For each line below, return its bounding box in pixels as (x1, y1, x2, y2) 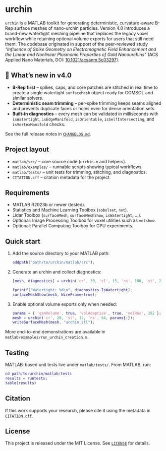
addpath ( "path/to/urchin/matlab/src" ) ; (12, 260, 95, 265)
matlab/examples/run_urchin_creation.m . (5, 334, 89, 340)
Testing (5, 348, 29, 357)
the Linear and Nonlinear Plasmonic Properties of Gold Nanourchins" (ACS (5, 51, 159, 58)
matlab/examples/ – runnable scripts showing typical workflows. (12, 164, 143, 170)
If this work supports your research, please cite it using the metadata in (5, 407, 151, 413)
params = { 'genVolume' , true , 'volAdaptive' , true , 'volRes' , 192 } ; (12, 311, 162, 316)
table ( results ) (5, 381, 37, 386)
